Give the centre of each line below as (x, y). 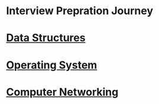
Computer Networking (62, 92)
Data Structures (46, 38)
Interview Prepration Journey (80, 11)
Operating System (52, 65)
